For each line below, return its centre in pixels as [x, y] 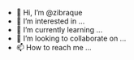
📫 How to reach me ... [54, 47]
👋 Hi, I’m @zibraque [49, 13]
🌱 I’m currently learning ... [59, 30]
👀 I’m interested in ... [50, 21]
